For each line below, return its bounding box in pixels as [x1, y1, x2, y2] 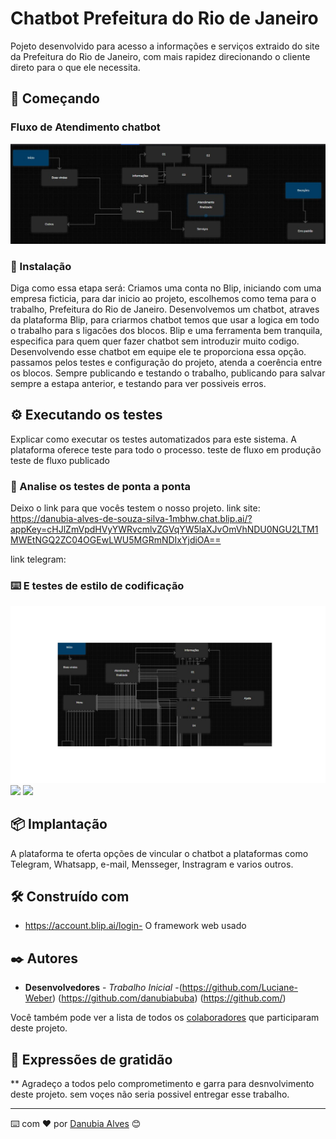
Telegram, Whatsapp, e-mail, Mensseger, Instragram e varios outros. [10, 858, 294, 870]
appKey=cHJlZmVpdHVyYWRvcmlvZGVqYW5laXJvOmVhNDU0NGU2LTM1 [10, 523, 319, 535]
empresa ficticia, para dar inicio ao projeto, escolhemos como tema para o [10, 292, 317, 304]
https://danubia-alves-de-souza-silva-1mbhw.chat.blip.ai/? [10, 512, 253, 524]
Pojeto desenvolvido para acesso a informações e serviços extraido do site [10, 40, 320, 52]
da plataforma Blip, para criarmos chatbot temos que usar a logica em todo [10, 313, 320, 326]
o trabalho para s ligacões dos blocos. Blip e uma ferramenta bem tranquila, [10, 324, 323, 336]
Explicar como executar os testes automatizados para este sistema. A [10, 433, 297, 445]
